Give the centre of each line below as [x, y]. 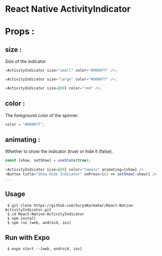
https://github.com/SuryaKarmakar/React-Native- [84, 205]
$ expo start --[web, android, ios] [45, 249]
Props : [20, 32]
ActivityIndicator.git [28, 210]
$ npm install [22, 218]
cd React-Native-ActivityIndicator [48, 214]
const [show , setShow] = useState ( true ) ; [48, 161]
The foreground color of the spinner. [42, 115]
